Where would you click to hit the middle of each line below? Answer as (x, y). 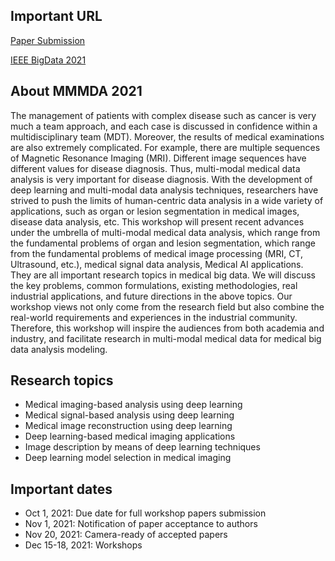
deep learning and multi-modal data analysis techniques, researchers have (164, 190)
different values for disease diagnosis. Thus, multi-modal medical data (155, 168)
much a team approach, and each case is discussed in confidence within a (164, 126)
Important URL (56, 16)
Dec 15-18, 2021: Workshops (83, 545)
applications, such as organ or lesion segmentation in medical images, (155, 211)
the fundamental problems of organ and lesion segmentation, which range (163, 243)
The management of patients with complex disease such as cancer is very (163, 115)
